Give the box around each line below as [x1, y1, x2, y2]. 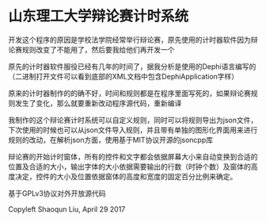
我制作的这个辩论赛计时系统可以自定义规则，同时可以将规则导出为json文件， [8, 115, 258, 124]
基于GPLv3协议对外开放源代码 [8, 188, 106, 198]
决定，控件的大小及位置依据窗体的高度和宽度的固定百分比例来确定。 [14, 171, 237, 181]
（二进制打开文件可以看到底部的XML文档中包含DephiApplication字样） [8, 71, 239, 81]
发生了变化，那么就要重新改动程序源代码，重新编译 [14, 98, 182, 108]
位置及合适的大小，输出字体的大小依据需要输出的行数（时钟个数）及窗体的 [8, 162, 251, 171]
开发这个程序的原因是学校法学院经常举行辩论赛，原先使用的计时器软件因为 [8, 35, 251, 44]
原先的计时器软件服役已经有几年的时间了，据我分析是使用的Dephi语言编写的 [8, 61, 256, 71]
